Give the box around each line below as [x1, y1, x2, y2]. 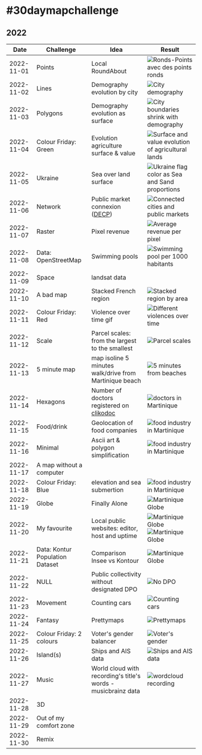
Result [160, 46, 180, 54]
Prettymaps [91, 616, 124, 624]
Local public [91, 516, 126, 525]
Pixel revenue [91, 227, 130, 236]
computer [36, 468, 64, 477]
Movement [36, 599, 67, 607]
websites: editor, [91, 524, 138, 532]
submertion [91, 486, 124, 494]
